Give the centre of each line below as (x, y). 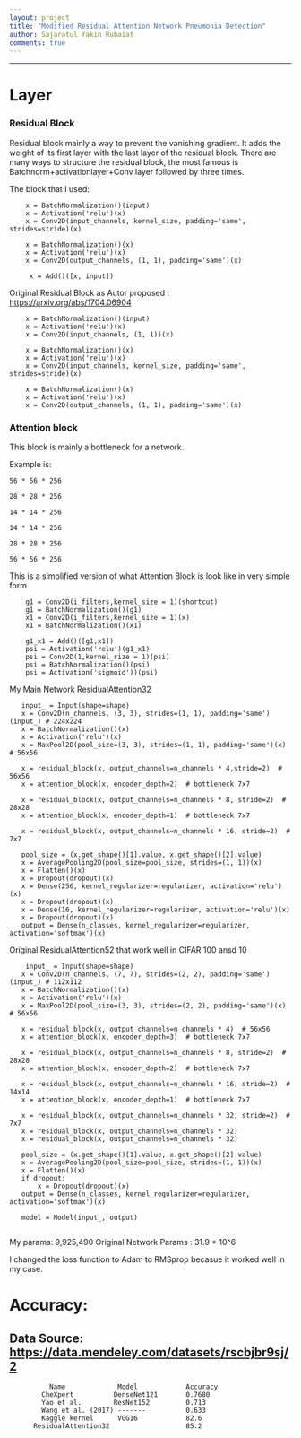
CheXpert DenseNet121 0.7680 (126, 1395)
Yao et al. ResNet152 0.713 (124, 1403)
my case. (26, 1269)
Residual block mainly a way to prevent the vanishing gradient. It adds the (145, 143)
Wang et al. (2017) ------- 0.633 (124, 1411)
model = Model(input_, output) (80, 1218)
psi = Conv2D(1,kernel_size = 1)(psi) (98, 657)
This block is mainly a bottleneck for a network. (97, 447)
